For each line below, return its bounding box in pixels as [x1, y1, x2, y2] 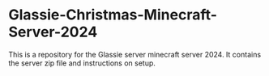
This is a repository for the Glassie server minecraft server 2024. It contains [8, 49, 262, 59]
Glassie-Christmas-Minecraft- [8, 6, 217, 24]
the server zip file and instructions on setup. [8, 58, 156, 68]
